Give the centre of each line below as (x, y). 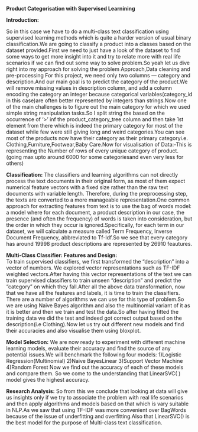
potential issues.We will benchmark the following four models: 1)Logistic (94, 355)
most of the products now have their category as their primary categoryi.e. (97, 138)
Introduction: (23, 20)
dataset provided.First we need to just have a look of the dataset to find (93, 50)
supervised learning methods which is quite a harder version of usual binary (99, 38)
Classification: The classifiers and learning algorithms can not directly (92, 175)
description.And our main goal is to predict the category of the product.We (97, 82)
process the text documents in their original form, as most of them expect (96, 181)
